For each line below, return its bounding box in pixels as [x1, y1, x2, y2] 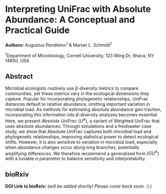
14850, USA [5, 58, 30, 64]
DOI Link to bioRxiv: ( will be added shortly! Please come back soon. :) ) [5, 183, 152, 190]
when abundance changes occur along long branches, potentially [5, 144, 140, 150]
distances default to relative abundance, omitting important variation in [5, 101, 150, 107]
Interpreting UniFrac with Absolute [5, 3, 151, 15]
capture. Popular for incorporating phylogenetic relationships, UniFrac [5, 96, 149, 102]
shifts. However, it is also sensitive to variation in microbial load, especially [5, 139, 158, 145]
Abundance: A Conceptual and [5, 14, 135, 25]
